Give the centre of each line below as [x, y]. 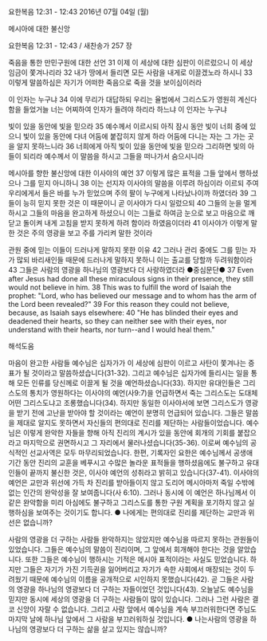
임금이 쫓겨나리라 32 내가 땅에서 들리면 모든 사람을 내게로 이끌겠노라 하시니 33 [130, 73]
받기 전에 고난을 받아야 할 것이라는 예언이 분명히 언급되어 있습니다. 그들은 [130, 413]
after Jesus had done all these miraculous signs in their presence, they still [131, 279]
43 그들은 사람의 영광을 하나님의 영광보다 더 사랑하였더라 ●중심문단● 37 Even [131, 270]
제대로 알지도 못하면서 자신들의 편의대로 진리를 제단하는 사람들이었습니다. [130, 423]
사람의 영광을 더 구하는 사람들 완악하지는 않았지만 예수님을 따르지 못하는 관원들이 [134, 539]
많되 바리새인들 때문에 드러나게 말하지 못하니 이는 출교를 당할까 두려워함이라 [135, 260]
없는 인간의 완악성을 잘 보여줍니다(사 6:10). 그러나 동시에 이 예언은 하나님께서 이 [132, 492]
